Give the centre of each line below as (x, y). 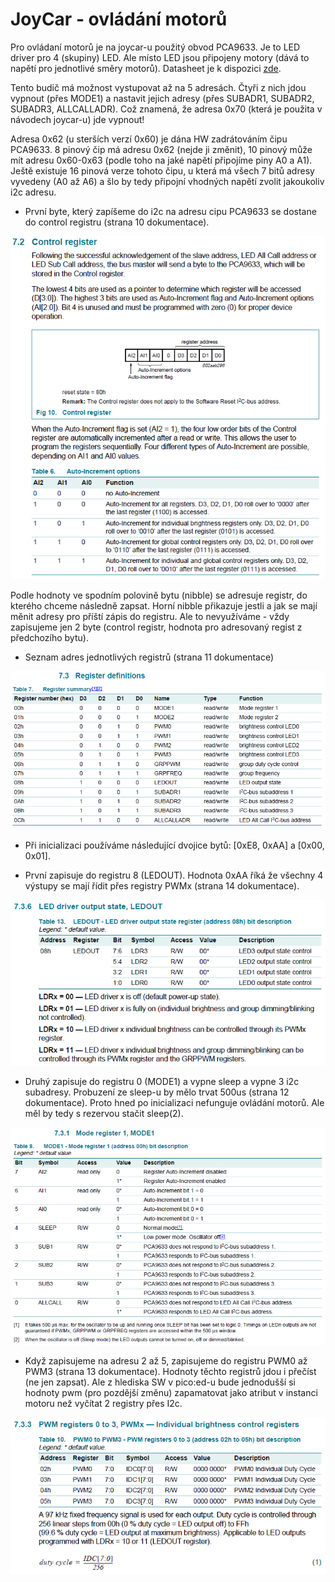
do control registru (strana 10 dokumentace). (117, 222)
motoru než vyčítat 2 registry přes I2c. (103, 1404)
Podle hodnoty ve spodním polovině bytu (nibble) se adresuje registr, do (159, 595)
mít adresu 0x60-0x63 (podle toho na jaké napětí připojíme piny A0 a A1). (161, 160)
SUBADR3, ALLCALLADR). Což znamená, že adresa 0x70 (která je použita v (166, 109)
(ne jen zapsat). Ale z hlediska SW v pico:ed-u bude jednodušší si (160, 1382)
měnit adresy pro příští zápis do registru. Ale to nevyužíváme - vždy (150, 616)
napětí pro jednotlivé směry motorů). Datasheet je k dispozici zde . (146, 68)
